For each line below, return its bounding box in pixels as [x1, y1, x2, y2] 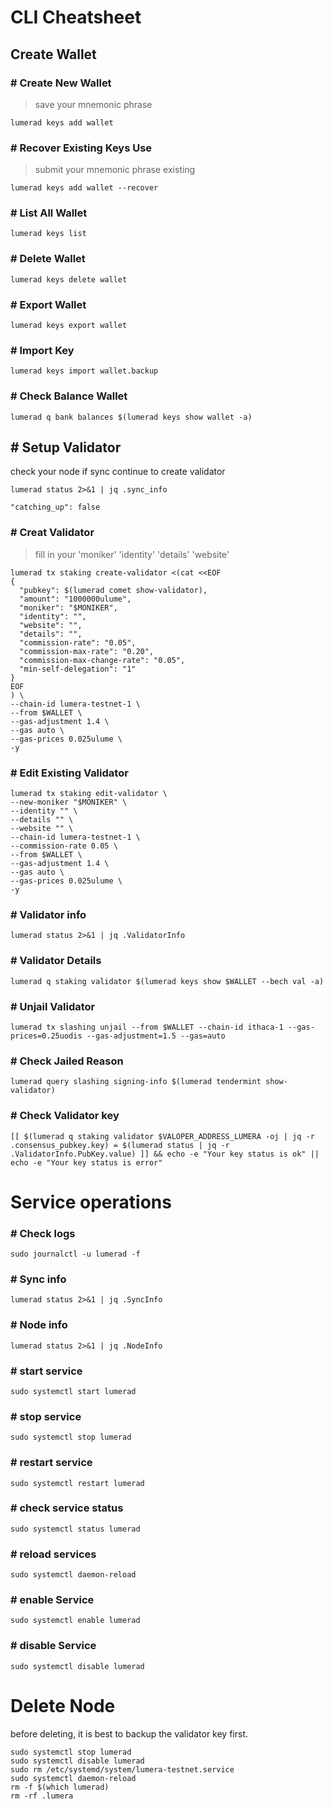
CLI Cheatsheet [10, 6, 142, 29]
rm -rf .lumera [10, 1791, 74, 1801]
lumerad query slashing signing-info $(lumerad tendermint [10, 1077, 262, 1087]
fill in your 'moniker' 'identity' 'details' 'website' [34, 548, 230, 560]
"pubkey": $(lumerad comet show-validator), [19, 585, 208, 595]
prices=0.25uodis [10, 1031, 83, 1041]
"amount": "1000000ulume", [19, 594, 132, 604]
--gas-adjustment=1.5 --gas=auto [86, 1031, 226, 1041]
